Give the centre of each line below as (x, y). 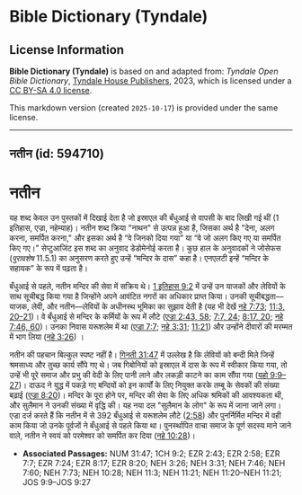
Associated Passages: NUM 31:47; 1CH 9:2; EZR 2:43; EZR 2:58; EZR (151, 454)
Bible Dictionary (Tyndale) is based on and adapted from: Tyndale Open (144, 71)
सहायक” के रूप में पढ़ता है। (49, 269)
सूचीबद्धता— (266, 296)
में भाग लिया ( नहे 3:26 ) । (47, 337)
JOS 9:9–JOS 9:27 (57, 482)
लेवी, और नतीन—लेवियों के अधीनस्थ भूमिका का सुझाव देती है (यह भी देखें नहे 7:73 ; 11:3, (158, 306)
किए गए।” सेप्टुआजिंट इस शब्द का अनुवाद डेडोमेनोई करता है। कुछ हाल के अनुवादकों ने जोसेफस (145, 248)
